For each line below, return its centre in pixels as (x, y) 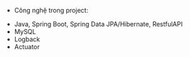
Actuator (27, 47)
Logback (27, 39)
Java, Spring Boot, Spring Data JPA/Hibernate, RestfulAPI (98, 24)
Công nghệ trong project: (51, 10)
